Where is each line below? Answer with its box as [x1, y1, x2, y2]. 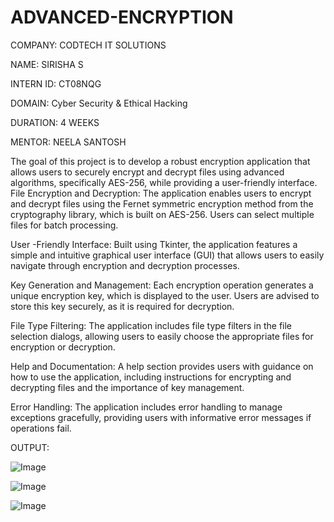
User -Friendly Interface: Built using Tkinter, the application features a [10, 238, 298, 250]
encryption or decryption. [10, 341, 116, 353]
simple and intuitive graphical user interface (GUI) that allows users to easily [10, 249, 325, 261]
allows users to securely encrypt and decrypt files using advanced [10, 166, 285, 178]
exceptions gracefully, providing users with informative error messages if [10, 411, 312, 423]
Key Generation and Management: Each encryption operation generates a [10, 279, 314, 291]
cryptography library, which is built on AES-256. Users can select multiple [10, 208, 315, 220]
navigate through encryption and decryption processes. [10, 259, 240, 271]
